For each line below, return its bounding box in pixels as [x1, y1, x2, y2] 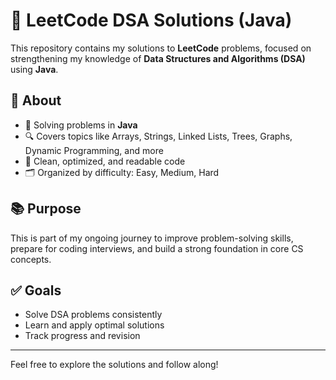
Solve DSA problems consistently [24, 309, 163, 321]
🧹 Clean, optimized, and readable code [24, 155, 186, 167]
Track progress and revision [24, 330, 141, 342]
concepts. [10, 253, 52, 265]
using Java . [10, 63, 59, 75]
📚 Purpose [10, 200, 82, 218]
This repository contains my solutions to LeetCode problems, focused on [10, 42, 312, 54]
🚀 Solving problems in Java [24, 119, 138, 131]
